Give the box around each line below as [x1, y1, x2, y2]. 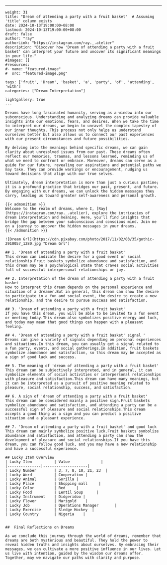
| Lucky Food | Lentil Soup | [5, 490, 99, 495]
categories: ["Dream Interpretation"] [5, 88, 85, 93]
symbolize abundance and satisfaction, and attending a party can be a [5, 402, 157, 407]
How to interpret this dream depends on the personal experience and [5, 285, 153, 290]
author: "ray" [5, 36, 35, 41]
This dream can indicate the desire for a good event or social [5, 254, 141, 259]
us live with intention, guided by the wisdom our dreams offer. [5, 551, 143, 556]
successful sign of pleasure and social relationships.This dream [5, 407, 146, 412]
